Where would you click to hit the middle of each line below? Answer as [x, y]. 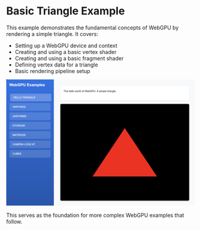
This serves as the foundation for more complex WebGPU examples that [95, 215]
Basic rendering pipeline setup [53, 71]
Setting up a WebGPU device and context [66, 46]
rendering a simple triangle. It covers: [52, 34]
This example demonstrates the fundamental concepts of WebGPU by [93, 28]
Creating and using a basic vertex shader [66, 52]
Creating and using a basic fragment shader [69, 58]
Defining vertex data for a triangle [56, 65]
